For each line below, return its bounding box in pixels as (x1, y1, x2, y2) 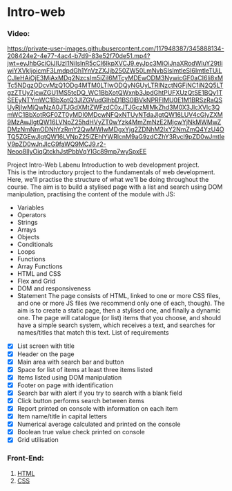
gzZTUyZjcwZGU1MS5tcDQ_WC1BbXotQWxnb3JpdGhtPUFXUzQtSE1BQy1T (7, 89, 223, 97)
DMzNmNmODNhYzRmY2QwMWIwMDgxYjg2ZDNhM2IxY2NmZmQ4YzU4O (7, 125, 224, 133)
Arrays (17, 225, 37, 234)
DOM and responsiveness (17, 284, 91, 293)
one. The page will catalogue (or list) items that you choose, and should (17, 314, 221, 322)
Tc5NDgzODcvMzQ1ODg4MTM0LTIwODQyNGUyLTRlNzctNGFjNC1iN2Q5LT (7, 81, 224, 90)
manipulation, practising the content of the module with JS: (7, 190, 175, 198)
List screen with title (17, 342, 75, 350)
